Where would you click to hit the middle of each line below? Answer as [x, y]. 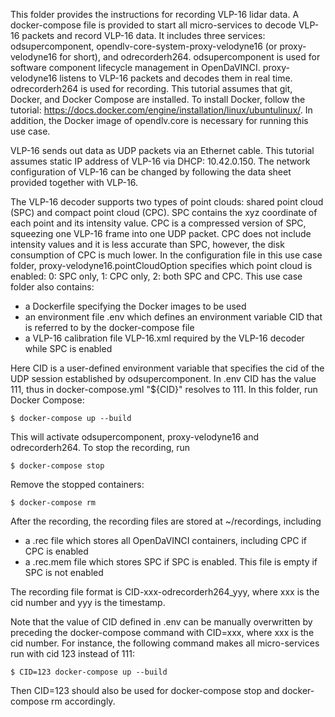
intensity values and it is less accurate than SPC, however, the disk [147, 244]
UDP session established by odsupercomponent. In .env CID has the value [163, 378]
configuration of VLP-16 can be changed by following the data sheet [151, 172]
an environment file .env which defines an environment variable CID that [173, 317]
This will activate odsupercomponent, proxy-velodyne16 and [135, 437]
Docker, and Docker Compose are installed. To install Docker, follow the [158, 99]
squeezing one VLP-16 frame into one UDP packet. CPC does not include [161, 233]
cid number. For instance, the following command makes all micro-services [165, 643]
